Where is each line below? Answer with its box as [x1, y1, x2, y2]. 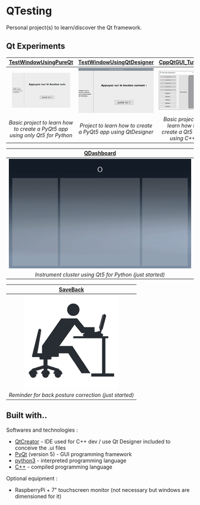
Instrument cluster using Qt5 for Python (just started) [35, 271, 165, 278]
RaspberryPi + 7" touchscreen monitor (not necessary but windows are [14, 486, 190, 493]
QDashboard [84, 150, 116, 157]
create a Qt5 [161, 128, 193, 135]
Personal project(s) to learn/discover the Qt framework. [6, 24, 142, 31]
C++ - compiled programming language [14, 463, 112, 470]
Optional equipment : [6, 475, 58, 482]
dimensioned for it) [14, 492, 62, 500]
